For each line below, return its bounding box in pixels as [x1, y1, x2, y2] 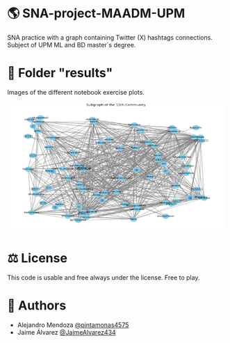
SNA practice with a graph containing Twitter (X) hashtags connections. [7, 33, 213, 42]
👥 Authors [7, 298, 67, 313]
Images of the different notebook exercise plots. [7, 88, 145, 96]
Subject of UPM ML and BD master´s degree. [7, 40, 136, 49]
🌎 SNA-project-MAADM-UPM [7, 6, 186, 22]
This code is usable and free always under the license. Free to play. [7, 273, 200, 282]
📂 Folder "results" [7, 65, 113, 81]
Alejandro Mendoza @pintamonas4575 [17, 321, 129, 329]
